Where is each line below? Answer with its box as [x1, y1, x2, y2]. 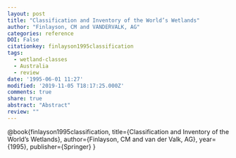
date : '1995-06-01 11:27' [7, 75, 83, 83]
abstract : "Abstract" [7, 102, 71, 109]
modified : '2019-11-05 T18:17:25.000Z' [7, 82, 125, 89]
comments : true [7, 88, 52, 96]
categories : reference [7, 29, 74, 37]
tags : [7, 50, 23, 57]
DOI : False [7, 37, 39, 44]
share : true [7, 96, 42, 103]
